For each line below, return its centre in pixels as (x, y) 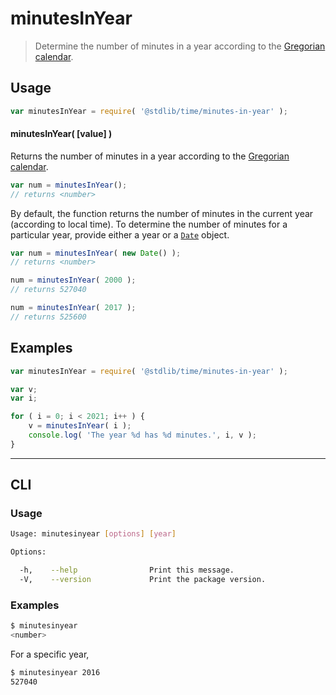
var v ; (24, 389)
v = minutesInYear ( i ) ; (80, 426)
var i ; (24, 398)
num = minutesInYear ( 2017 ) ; (73, 308)
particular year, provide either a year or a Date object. (120, 234)
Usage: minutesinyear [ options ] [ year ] (93, 534)
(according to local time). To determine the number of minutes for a (149, 224)
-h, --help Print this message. (127, 570)
